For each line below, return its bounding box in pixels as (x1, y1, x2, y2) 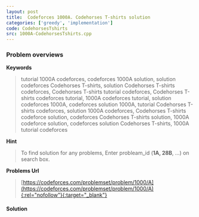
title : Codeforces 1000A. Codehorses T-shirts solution (6, 14, 151, 20)
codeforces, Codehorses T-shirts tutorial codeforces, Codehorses (20, 88, 184, 95)
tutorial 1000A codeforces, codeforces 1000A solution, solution (20, 76, 176, 83)
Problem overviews (6, 51, 64, 59)
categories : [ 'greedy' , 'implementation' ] (6, 20, 113, 26)
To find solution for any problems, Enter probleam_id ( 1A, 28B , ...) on (20, 150, 189, 157)
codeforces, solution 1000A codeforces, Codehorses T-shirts (36, 107, 186, 114)
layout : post (6, 8, 39, 15)
